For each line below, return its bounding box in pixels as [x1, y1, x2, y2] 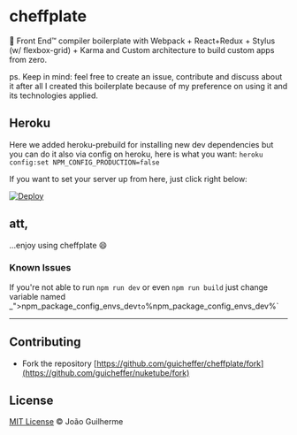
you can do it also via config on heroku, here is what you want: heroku [9, 149, 263, 159]
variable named [9, 291, 66, 301]
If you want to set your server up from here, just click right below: [9, 173, 247, 184]
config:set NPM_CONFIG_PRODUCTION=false [9, 157, 161, 167]
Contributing [9, 334, 81, 350]
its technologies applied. [9, 90, 99, 101]
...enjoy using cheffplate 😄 [9, 240, 108, 250]
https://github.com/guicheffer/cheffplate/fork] [96, 358, 264, 369]
